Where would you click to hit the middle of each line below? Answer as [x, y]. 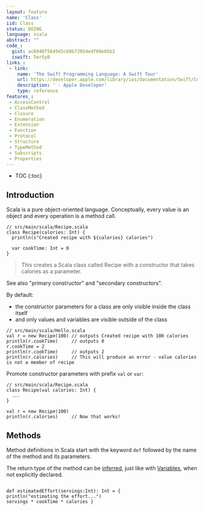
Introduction [30, 195]
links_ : [16, 63]
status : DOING [24, 29]
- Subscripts [25, 153]
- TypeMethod [25, 147]
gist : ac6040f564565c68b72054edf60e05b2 [63, 52]
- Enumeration [27, 119]
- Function [22, 130]
